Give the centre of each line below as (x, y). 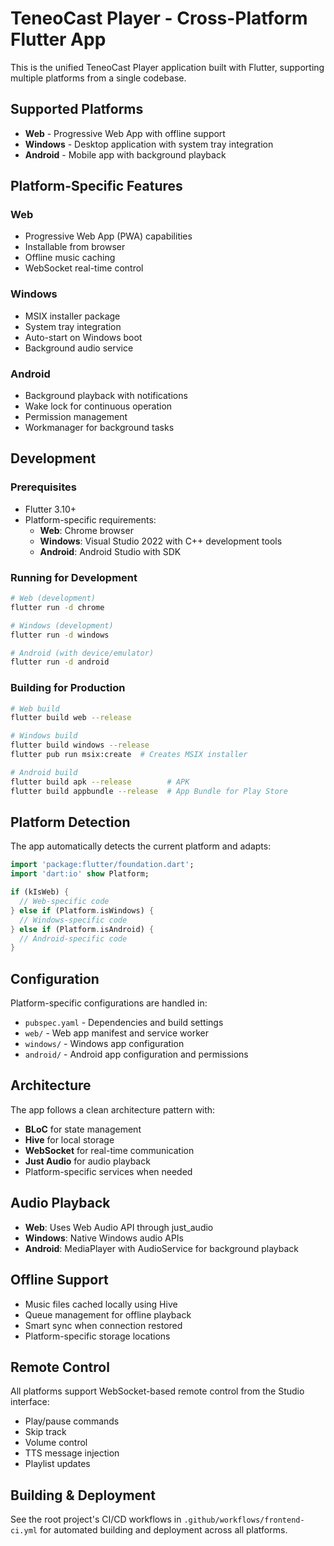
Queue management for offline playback (108, 1314)
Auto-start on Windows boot (83, 337)
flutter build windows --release (80, 745)
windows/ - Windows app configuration (104, 1044)
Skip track (45, 1432)
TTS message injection (72, 1453)
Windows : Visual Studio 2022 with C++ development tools (161, 541)
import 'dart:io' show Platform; (80, 874)
